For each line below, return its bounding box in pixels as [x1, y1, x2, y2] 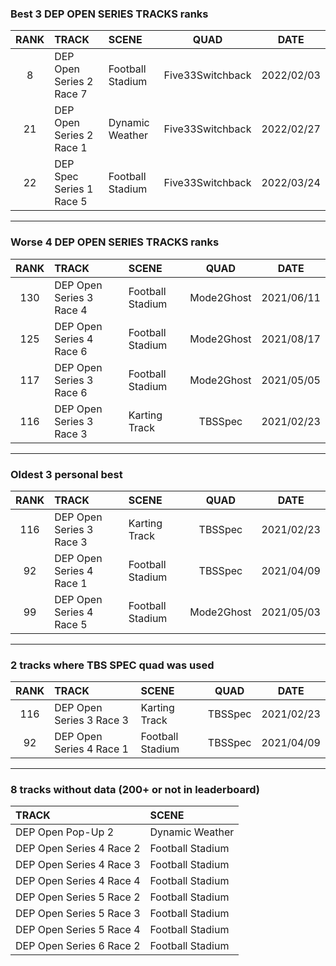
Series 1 [54, 182, 94, 196]
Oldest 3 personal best [10, 467, 123, 481]
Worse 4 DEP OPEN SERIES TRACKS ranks [10, 235, 220, 249]
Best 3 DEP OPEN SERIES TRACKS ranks [10, 7, 209, 21]
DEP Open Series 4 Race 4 [15, 874, 141, 888]
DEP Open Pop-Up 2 [15, 825, 115, 839]
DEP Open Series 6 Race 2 [15, 939, 141, 953]
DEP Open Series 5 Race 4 [15, 923, 141, 937]
